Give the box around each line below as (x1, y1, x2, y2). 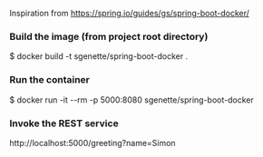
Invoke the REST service (9, 117, 120, 130)
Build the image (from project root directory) (9, 30, 209, 43)
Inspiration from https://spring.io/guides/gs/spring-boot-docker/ (9, 8, 249, 18)
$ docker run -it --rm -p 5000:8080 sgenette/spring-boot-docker (9, 94, 254, 105)
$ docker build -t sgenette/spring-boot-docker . (9, 51, 189, 62)
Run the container (9, 74, 91, 86)
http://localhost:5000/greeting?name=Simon (9, 137, 176, 148)
